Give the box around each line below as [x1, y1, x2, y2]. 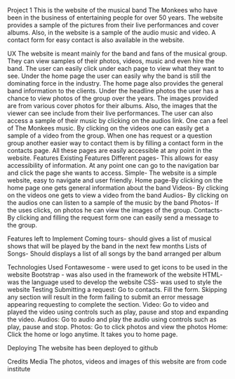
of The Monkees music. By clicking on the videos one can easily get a [7, 124, 209, 132]
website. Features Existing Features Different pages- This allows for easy [7, 154, 219, 162]
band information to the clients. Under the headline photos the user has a [7, 87, 219, 95]
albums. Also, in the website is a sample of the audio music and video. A [7, 28, 216, 36]
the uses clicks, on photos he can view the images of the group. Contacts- [7, 206, 223, 214]
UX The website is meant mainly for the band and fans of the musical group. [7, 49, 228, 58]
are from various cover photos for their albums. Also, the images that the [7, 102, 217, 109]
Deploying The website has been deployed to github [7, 344, 159, 352]
